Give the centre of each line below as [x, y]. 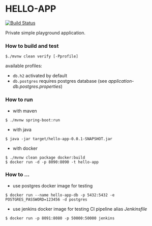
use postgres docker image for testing [53, 185]
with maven [25, 111]
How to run [19, 100]
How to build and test [32, 46]
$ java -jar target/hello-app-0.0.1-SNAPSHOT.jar [59, 139]
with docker [25, 148]
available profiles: [24, 66]
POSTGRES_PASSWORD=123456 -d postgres [46, 199]
